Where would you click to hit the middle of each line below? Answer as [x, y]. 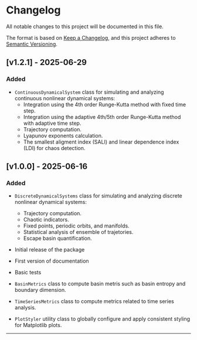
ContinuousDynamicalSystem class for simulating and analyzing [89, 92]
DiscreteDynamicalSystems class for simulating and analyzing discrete [98, 196]
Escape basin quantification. [57, 239]
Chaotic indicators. [46, 220]
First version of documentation [52, 261]
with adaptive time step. [52, 123]
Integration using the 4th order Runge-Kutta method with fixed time [105, 104]
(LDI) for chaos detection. [54, 148]
